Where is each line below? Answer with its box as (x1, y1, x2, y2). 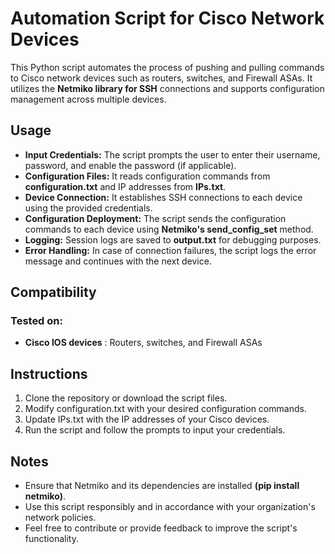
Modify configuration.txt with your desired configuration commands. (24, 403, 307, 415)
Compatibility (10, 284, 97, 301)
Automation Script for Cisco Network (10, 7, 325, 30)
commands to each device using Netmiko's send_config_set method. (24, 223, 314, 235)
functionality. (24, 533, 79, 545)
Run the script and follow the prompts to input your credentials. (24, 424, 286, 436)
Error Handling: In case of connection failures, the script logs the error (24, 244, 317, 256)
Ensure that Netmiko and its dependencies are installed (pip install (24, 480, 300, 492)
